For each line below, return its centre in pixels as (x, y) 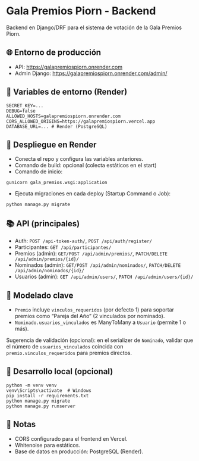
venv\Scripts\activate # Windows (49, 390)
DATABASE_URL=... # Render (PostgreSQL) (57, 126)
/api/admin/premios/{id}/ (47, 259)
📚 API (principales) (43, 224)
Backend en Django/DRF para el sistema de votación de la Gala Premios (94, 27)
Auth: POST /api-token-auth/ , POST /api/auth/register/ (83, 241)
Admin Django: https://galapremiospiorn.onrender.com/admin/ (91, 73)
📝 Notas (21, 424)
